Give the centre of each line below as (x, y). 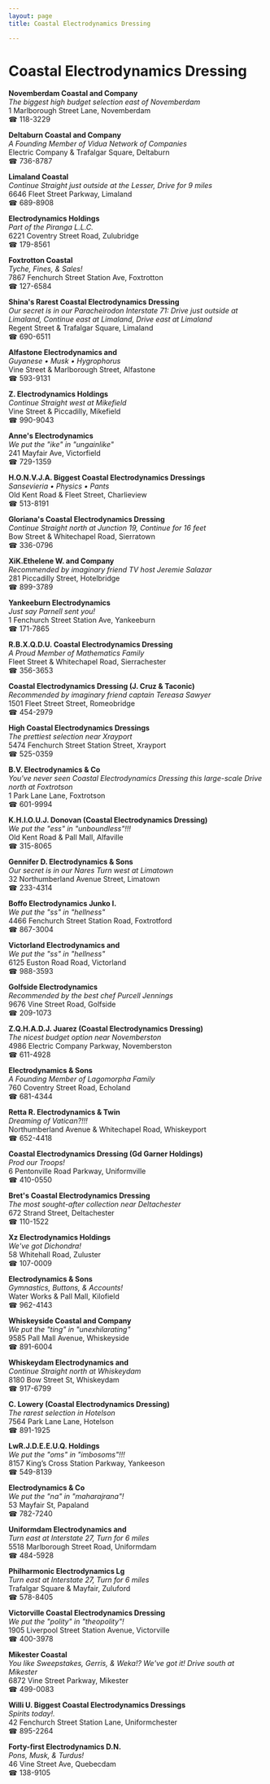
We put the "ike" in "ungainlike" (61, 445)
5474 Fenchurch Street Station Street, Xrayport (87, 745)
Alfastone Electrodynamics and (63, 353)
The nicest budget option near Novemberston (85, 1037)
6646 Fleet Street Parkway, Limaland (70, 194)
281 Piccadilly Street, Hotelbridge (64, 578)
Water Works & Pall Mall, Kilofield (64, 1296)
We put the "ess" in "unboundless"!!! (70, 829)
